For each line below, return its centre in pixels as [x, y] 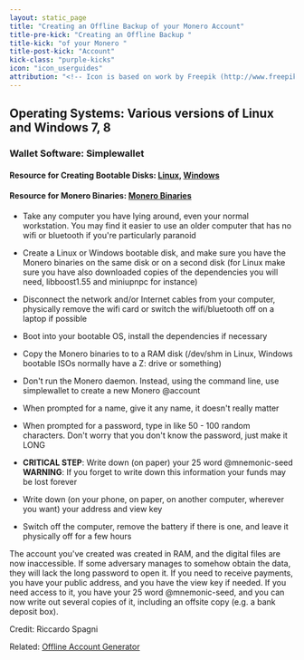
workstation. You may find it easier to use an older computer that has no [157, 225]
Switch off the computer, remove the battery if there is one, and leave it [155, 526]
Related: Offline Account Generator [75, 646]
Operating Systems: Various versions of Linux [142, 114]
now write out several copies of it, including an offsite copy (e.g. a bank [142, 602]
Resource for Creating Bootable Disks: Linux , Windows [114, 175]
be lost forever [50, 481]
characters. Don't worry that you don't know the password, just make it [155, 435]
